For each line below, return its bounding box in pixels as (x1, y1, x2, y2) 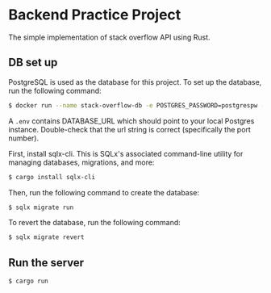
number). (8, 133, 39, 143)
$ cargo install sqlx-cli (8, 173, 95, 181)
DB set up (8, 56, 58, 69)
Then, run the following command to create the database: (8, 187, 200, 197)
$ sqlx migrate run (8, 203, 74, 211)
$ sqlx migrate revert (8, 233, 85, 241)
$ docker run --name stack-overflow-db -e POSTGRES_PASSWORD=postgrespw (8, 101, 258, 110)
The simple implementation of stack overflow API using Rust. (8, 32, 211, 42)
